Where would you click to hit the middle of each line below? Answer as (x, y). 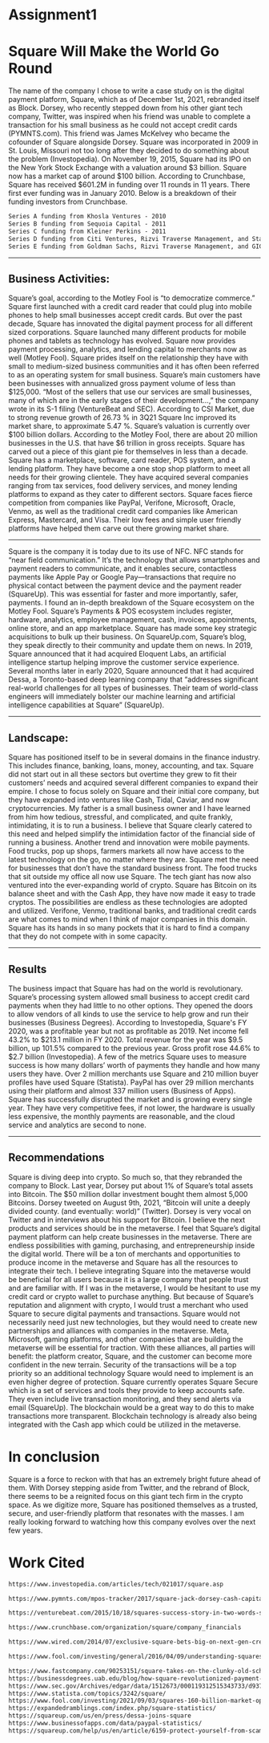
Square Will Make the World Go (114, 52)
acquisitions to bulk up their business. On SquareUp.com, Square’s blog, (127, 637)
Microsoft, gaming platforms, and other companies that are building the (126, 1339)
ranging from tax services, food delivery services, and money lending (123, 486)
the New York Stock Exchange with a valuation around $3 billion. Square (127, 168)
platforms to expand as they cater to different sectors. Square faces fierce (130, 495)
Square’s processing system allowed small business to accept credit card (129, 996)
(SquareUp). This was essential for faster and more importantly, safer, (123, 594)
